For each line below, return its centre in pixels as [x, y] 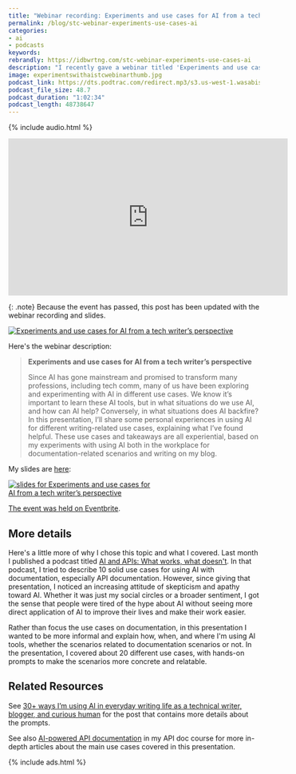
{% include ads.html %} [47, 762]
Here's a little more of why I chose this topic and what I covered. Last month [133, 552]
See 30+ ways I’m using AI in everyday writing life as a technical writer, [125, 705]
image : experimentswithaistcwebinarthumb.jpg [85, 75]
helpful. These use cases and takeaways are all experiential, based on [143, 436]
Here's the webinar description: [60, 346]
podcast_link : [32, 82]
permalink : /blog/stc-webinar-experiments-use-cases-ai [103, 23]
